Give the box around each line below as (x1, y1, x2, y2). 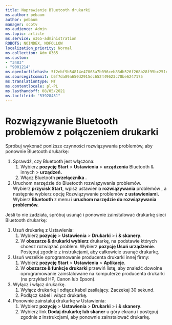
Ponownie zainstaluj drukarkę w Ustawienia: (12, 298, 106, 304)
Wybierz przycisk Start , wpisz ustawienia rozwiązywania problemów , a (12, 185, 167, 192)
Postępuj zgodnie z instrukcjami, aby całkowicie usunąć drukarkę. (20, 249, 160, 255)
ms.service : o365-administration (5, 36, 77, 41)
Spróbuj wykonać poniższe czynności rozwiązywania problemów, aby (5, 143, 153, 149)
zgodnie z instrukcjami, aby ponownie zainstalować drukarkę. (20, 314, 150, 320)
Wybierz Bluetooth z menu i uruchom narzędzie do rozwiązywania (12, 197, 157, 203)
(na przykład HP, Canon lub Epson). (20, 276, 96, 282)
